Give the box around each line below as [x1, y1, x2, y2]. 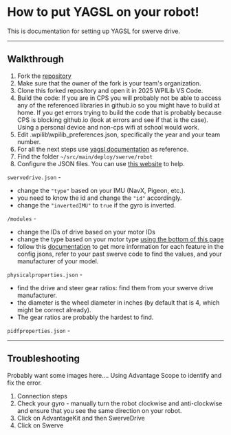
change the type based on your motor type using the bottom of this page [16, 235, 224, 243]
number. [16, 137, 41, 145]
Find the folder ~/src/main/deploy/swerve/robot [16, 152, 153, 161]
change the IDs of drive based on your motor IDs [16, 227, 156, 236]
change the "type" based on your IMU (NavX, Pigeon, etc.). [16, 186, 186, 194]
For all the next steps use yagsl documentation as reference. [16, 145, 189, 153]
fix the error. [7, 378, 43, 387]
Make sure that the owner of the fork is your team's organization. [16, 79, 201, 87]
